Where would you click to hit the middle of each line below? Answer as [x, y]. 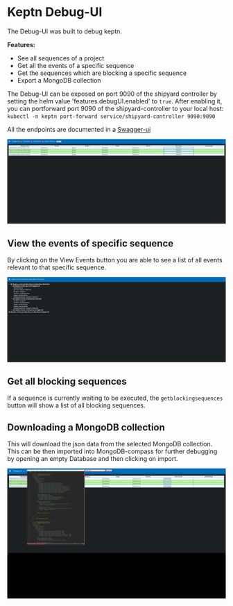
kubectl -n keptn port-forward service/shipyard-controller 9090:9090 [111, 116]
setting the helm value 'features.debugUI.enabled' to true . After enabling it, [115, 101]
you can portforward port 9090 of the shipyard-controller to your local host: [115, 108]
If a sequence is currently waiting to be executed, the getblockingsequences [115, 398]
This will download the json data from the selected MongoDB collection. [110, 444]
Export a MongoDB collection [59, 80]
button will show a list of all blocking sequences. [76, 405]
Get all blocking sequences [67, 381]
